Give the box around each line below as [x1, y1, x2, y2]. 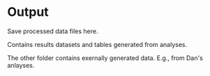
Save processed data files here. [7, 27, 98, 35]
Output [7, 4, 49, 20]
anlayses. [7, 61, 35, 69]
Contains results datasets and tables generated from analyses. [7, 40, 188, 48]
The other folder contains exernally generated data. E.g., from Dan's [7, 53, 204, 62]
